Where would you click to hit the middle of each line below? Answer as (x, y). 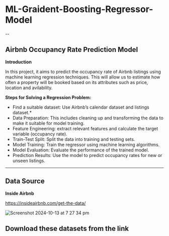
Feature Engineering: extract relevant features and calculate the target (85, 128)
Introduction (18, 62)
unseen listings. (29, 161)
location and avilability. (29, 88)
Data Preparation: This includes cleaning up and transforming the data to (88, 118)
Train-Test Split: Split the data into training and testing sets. (74, 139)
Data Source (25, 181)
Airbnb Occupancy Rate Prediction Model (72, 50)
